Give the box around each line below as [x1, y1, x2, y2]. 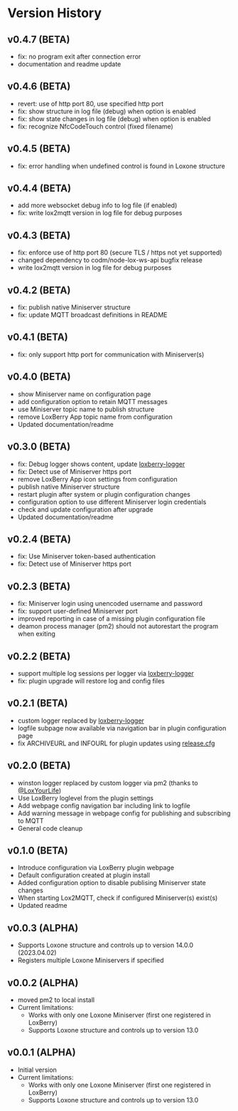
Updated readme [17, 901, 67, 910]
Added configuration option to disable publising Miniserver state [17, 879, 206, 887]
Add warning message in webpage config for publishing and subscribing [17, 809, 231, 817]
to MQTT [17, 816, 44, 825]
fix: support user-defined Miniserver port [17, 607, 139, 616]
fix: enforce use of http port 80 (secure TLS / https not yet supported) [17, 248, 222, 257]
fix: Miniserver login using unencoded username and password [17, 599, 203, 608]
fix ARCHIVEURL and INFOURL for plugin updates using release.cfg [17, 739, 215, 748]
